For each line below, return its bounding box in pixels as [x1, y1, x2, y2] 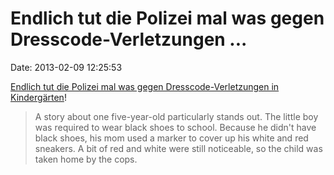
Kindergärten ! [10, 91, 67, 103]
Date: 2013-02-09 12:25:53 [10, 61, 123, 73]
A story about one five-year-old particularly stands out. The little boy [34, 110, 319, 122]
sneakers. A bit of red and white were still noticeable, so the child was [34, 142, 323, 154]
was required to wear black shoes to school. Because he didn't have [34, 121, 317, 133]
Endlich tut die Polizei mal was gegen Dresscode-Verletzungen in [10, 80, 280, 92]
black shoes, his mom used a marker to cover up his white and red [34, 132, 309, 144]
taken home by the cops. [34, 153, 138, 165]
